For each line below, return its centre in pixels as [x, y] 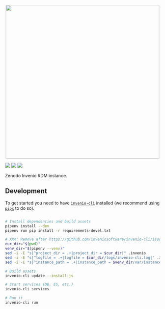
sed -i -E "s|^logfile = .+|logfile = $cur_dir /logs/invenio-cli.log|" [80, 257]
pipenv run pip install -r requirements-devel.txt [58, 230]
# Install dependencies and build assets [48, 221]
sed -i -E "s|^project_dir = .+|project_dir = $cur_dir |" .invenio [76, 253]
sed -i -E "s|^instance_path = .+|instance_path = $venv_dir [69, 262]
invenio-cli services [27, 289]
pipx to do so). [20, 208]
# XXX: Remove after [26, 239]
